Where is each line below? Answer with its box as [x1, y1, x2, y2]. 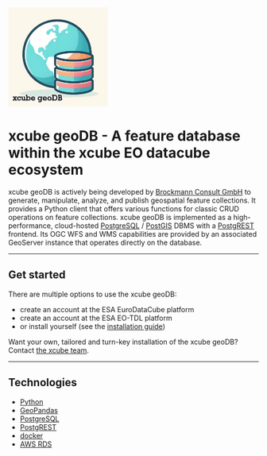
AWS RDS [19, 439, 52, 449]
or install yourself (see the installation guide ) [19, 321, 165, 331]
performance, [8, 221, 53, 230]
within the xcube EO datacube [8, 144, 211, 162]
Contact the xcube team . [8, 345, 90, 355]
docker [19, 431, 44, 440]
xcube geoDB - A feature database [8, 127, 241, 145]
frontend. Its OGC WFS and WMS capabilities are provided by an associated [8, 229, 257, 238]
